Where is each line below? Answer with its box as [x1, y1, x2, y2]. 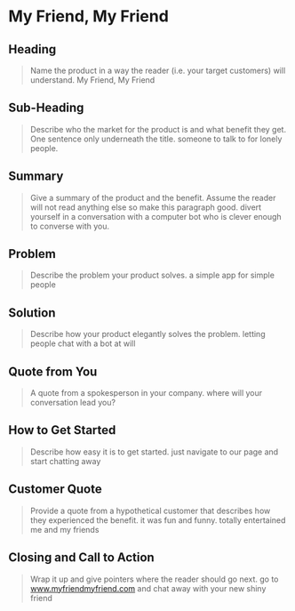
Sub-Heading [8, 100, 84, 116]
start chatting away [29, 455, 101, 466]
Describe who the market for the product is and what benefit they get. [29, 124, 286, 134]
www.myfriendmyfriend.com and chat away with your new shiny [29, 583, 267, 593]
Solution [8, 305, 56, 320]
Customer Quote [8, 482, 103, 497]
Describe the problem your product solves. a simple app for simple [29, 269, 275, 281]
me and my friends [29, 524, 100, 535]
